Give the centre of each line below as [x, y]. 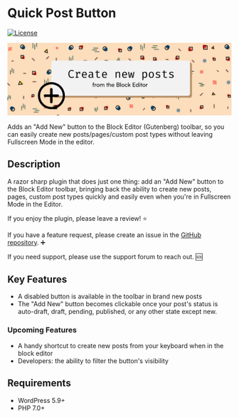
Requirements [39, 383]
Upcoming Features [42, 330]
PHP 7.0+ [31, 408]
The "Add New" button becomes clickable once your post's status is [118, 304]
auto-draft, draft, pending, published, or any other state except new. [117, 312]
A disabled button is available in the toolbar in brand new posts [110, 296]
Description [34, 164]
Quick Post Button [62, 13]
